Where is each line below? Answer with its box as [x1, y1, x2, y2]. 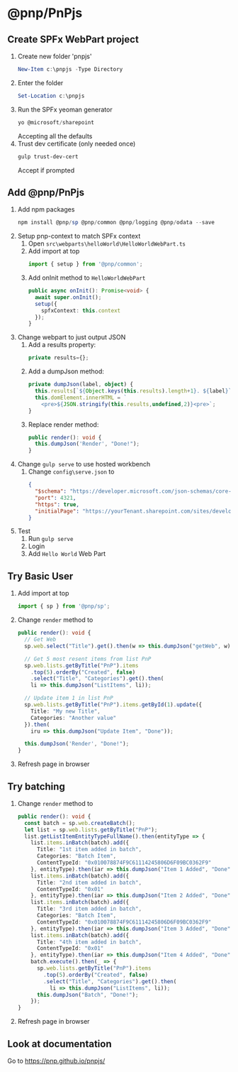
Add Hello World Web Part [28, 549, 106, 558]
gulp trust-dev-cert [17, 153, 79, 160]
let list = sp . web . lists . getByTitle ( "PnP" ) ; [24, 826, 158, 833]
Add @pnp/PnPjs [7, 186, 85, 198]
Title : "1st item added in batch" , [36, 846, 142, 853]
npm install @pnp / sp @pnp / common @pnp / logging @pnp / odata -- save [17, 219, 215, 226]
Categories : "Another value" [30, 714, 117, 721]
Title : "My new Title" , [30, 708, 101, 715]
